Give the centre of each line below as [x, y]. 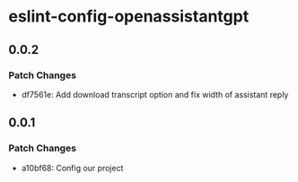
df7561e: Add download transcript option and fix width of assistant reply [155, 94]
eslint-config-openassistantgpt [129, 17]
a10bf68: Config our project [72, 168]
